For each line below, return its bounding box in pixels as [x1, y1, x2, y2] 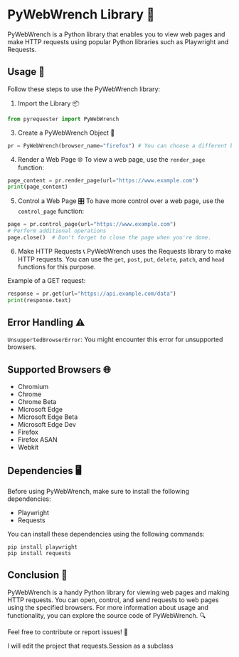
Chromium [17, 383, 48, 391]
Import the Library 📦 [17, 99, 80, 108]
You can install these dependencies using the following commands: [7, 530, 205, 539]
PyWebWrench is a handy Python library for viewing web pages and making [7, 588, 230, 596]
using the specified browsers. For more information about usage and [7, 603, 208, 611]
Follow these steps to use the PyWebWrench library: [7, 85, 161, 93]
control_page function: [17, 207, 85, 216]
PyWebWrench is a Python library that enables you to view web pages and [7, 30, 225, 38]
